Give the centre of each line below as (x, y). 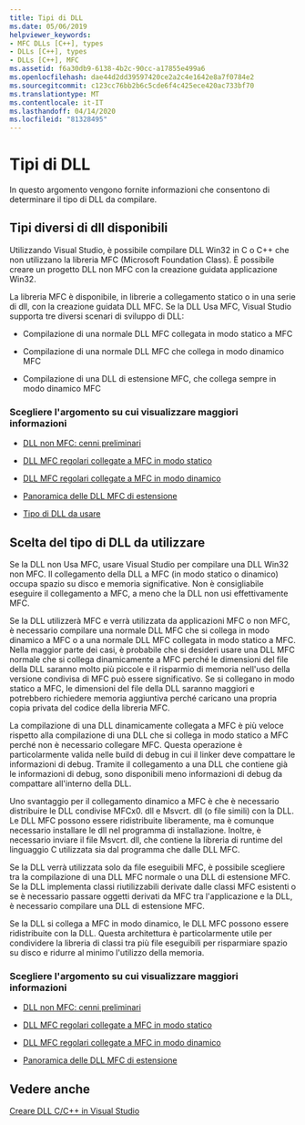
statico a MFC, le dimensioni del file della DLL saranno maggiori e (132, 688)
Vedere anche (50, 1089)
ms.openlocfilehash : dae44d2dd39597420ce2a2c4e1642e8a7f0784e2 (132, 77)
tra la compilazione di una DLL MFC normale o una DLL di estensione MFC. (150, 876)
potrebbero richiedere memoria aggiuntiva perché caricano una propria (143, 698)
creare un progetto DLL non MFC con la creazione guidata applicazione (143, 269)
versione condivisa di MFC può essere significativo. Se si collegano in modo (152, 679)
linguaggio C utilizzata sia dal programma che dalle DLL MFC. (125, 849)
